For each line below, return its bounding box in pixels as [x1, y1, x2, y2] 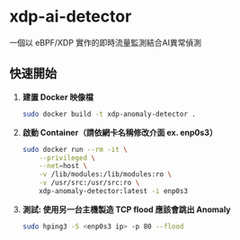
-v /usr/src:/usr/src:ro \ [39, 178, 140, 188]
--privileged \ [39, 153, 96, 163]
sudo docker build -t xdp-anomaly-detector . [22, 110, 196, 119]
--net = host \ [39, 162, 88, 171]
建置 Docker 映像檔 [22, 92, 94, 102]
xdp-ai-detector [9, 6, 132, 27]
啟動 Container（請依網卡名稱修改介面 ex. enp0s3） [22, 127, 218, 138]
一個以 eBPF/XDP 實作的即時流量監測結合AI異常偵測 [9, 37, 202, 48]
